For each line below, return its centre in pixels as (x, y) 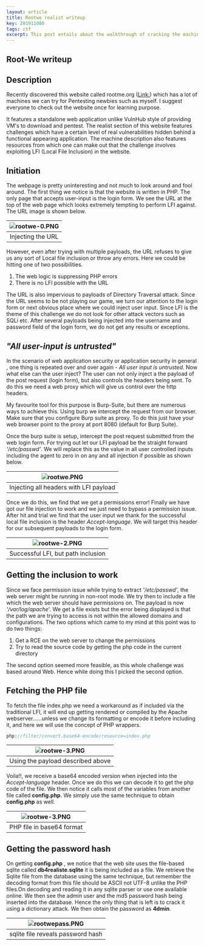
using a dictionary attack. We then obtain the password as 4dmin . (89, 909)
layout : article (27, 12)
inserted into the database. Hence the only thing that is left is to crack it (96, 902)
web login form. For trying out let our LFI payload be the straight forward (97, 443)
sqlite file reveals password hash (56, 934)
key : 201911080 (25, 23)
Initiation (23, 171)
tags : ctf (19, 29)
